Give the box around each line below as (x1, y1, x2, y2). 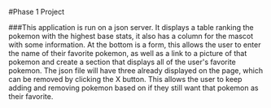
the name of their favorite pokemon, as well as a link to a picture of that (8, 49, 247, 58)
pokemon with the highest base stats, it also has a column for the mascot (8, 32, 254, 41)
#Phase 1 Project (8, 7, 65, 16)
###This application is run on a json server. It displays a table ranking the (8, 23, 254, 32)
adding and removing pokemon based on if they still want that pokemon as (8, 83, 259, 93)
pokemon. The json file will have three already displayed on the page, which (8, 66, 264, 76)
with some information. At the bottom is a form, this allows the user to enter (8, 40, 261, 50)
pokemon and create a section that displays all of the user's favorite (8, 57, 236, 67)
